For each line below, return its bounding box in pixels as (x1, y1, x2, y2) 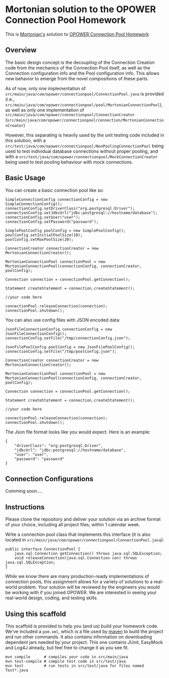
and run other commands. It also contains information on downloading (5, 634, 152, 640)
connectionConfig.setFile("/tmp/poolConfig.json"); (5, 349, 117, 354)
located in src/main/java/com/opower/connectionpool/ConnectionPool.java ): (5, 537, 164, 543)
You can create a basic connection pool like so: (5, 187, 104, 193)
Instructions (5, 502, 45, 511)
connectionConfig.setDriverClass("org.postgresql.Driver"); (5, 206, 136, 211)
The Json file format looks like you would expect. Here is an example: (5, 429, 151, 435)
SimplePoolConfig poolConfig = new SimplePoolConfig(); (5, 228, 126, 233)
